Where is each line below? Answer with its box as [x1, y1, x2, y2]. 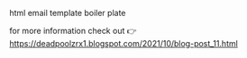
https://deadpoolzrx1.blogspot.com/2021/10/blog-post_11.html [9, 38, 239, 48]
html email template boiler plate [9, 8, 126, 18]
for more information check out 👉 [9, 26, 137, 36]
